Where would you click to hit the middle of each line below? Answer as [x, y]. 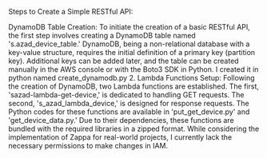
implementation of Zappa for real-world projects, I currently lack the [120, 137]
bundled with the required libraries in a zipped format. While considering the [134, 128]
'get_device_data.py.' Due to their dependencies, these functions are [121, 120]
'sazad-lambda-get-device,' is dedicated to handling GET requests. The [126, 95]
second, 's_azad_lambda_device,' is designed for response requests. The [129, 103]
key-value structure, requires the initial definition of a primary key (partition [132, 52]
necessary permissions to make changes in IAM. [88, 146]
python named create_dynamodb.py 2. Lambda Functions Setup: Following [132, 78]
